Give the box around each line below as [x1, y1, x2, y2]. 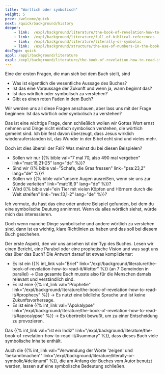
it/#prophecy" [12, 292, 41, 298]
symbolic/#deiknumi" [5, 358, 48, 364]
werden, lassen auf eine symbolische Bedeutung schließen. [5, 363, 126, 369]
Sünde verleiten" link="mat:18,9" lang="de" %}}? [12, 181, 111, 187]
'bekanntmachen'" [5, 353, 43, 359]
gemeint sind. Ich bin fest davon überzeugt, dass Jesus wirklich [5, 131, 134, 136]
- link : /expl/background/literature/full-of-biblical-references [14, 35, 155, 40]
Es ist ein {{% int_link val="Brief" [12, 261, 79, 267]
